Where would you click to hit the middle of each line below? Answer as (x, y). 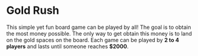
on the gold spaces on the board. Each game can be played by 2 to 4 (93, 40)
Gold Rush (33, 11)
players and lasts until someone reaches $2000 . (67, 46)
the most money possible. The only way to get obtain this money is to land (99, 33)
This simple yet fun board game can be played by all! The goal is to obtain (99, 27)
